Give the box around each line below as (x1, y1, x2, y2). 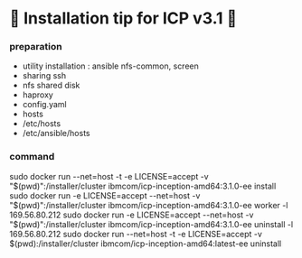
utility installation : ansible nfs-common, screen (22, 60, 199, 71)
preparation (9, 41, 62, 53)
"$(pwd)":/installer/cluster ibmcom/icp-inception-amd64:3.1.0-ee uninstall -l (9, 218, 294, 229)
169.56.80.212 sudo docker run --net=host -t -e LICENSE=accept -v (9, 228, 262, 239)
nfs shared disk (22, 80, 80, 91)
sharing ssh (22, 70, 66, 81)
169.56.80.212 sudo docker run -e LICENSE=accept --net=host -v (9, 209, 254, 220)
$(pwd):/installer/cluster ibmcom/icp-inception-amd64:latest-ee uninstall (9, 238, 282, 249)
